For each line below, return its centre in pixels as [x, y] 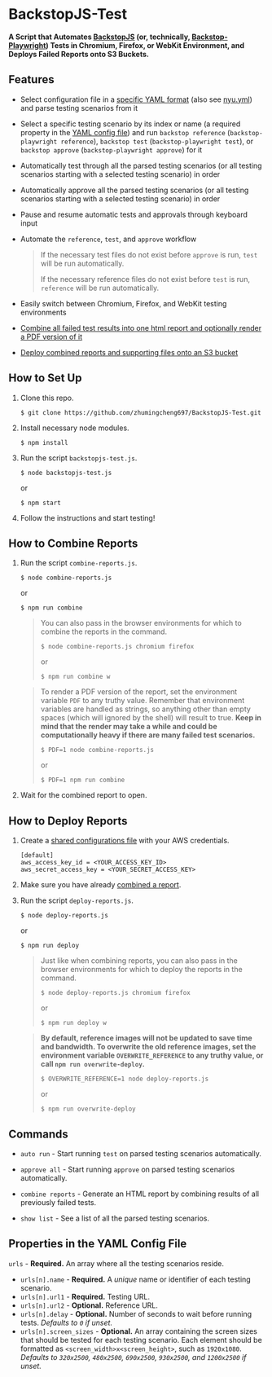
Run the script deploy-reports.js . [77, 900]
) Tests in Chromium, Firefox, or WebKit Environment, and [145, 45]
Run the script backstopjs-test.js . [79, 458]
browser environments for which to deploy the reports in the [141, 970]
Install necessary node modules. [75, 428]
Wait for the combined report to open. [83, 795]
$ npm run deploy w [74, 1023]
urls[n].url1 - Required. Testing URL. [85, 1296]
